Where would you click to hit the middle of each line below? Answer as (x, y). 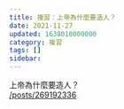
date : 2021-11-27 (41, 26)
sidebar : (25, 58)
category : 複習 (36, 42)
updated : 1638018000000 (53, 34)
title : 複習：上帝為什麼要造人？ (63, 17)
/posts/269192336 (43, 95)
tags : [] (25, 51)
